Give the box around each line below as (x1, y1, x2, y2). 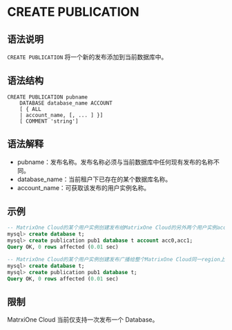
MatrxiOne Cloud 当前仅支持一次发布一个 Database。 (7, 316, 159, 324)
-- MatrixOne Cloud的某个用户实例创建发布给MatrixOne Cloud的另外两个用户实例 (7, 225, 217, 231)
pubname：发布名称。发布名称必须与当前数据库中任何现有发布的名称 (17, 158, 214, 166)
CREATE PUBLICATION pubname (7, 94, 88, 101)
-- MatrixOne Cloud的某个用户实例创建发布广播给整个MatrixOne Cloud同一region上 (7, 256, 226, 262)
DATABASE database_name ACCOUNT (19, 99, 113, 107)
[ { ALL (19, 105, 41, 112)
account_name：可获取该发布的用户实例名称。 (17, 183, 151, 192)
